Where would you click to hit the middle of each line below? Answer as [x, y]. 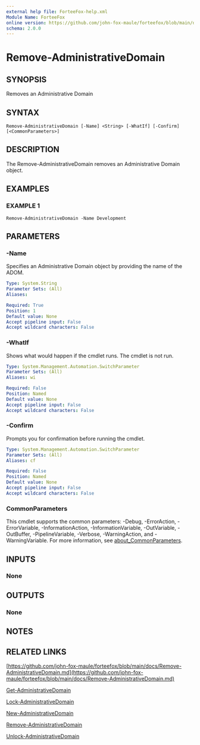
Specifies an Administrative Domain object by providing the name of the [94, 266]
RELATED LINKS [36, 652]
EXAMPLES [28, 189]
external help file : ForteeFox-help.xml [57, 12]
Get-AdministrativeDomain [39, 690]
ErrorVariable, [23, 528]
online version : [26, 23]
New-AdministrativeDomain [40, 713]
